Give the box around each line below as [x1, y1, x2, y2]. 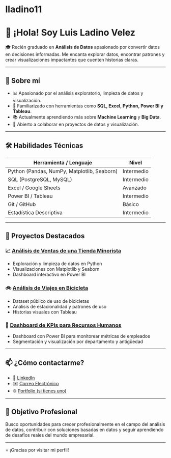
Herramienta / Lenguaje [33, 159, 93, 166]
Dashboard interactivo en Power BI [12, 271, 86, 278]
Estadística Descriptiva [8, 209, 63, 216]
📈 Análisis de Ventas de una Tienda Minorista [5, 247, 121, 254]
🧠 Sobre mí [5, 76, 40, 85]
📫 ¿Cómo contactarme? [5, 359, 84, 367]
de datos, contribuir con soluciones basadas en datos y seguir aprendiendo [5, 426, 164, 433]
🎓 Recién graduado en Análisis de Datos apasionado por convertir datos [5, 44, 160, 50]
